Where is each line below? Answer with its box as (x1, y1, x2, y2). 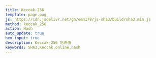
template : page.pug (5, 12, 47, 17)
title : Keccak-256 (5, 7, 44, 13)
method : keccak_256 (5, 21, 47, 27)
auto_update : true (5, 31, 44, 36)
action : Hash (5, 26, 33, 31)
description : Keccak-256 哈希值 (5, 40, 72, 45)
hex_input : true (5, 36, 40, 41)
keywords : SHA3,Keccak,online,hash (5, 45, 81, 50)
